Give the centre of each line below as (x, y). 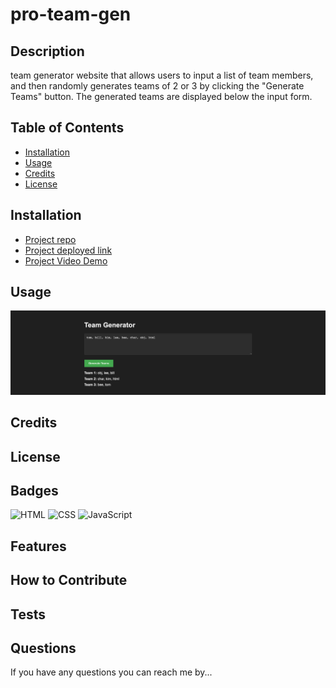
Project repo (50, 239)
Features (38, 546)
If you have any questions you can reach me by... (111, 672)
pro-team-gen (71, 14)
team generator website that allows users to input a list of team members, (162, 75)
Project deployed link (68, 250)
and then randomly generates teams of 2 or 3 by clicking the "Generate (157, 86)
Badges (34, 490)
